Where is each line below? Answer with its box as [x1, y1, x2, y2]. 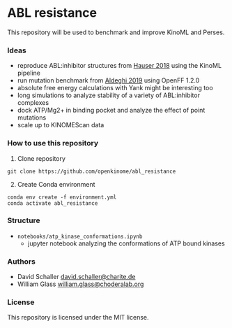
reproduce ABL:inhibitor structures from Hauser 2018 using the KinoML [17, 62, 222, 70]
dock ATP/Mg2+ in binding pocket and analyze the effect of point [17, 106, 206, 115]
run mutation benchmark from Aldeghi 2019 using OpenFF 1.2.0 [17, 76, 200, 85]
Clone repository [17, 154, 66, 162]
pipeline [17, 69, 40, 78]
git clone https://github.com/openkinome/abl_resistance [7, 168, 176, 175]
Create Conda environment [17, 180, 95, 188]
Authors [7, 257, 36, 266]
